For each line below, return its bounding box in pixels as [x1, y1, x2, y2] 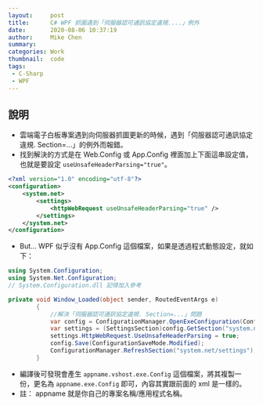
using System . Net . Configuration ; [8, 274, 117, 282]
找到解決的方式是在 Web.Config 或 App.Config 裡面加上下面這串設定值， [19, 150, 253, 159]
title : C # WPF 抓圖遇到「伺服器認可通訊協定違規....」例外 [8, 19, 200, 27]
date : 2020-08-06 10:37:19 [8, 26, 117, 34]
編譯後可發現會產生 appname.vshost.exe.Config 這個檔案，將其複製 [19, 369, 235, 379]
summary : [8, 41, 37, 49]
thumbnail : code [8, 56, 65, 63]
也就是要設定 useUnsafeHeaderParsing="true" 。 [19, 160, 172, 169]
